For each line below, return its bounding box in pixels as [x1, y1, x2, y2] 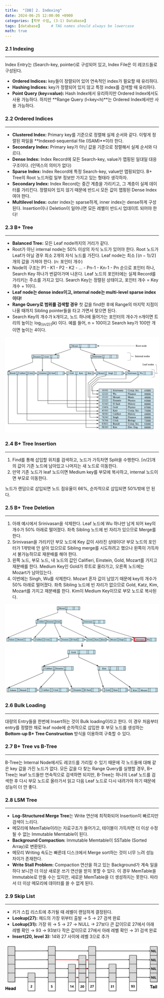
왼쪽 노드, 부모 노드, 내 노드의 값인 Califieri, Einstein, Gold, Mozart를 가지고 [12, 557, 158, 563]
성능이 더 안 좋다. [5, 784, 38, 790]
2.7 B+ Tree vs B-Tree [5, 743, 57, 750]
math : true [5, 28, 27, 34]
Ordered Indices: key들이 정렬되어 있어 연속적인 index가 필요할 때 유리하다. [12, 78, 159, 84]
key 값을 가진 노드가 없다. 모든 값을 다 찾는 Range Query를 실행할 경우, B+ [10, 765, 153, 772]
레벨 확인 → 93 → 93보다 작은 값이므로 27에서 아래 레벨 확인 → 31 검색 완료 [12, 927, 157, 933]
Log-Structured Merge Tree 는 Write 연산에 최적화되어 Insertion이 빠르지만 [12, 813, 159, 819]
